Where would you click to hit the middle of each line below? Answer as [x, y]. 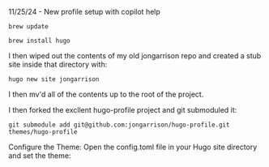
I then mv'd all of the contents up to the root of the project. [106, 94]
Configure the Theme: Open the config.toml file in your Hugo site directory [133, 147]
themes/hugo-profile [43, 132]
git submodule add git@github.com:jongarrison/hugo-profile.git [119, 125]
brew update [28, 27]
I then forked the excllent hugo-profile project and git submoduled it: [123, 110]
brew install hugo [39, 41]
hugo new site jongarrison [54, 79]
